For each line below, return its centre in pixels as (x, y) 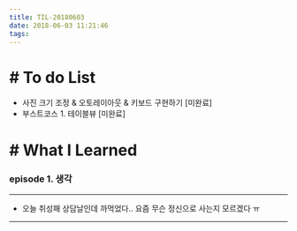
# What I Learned (73, 150)
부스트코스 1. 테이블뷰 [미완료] (74, 114)
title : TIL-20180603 (47, 17)
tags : (19, 34)
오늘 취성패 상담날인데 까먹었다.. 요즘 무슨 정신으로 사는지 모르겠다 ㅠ (141, 208)
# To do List (52, 77)
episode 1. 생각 (41, 179)
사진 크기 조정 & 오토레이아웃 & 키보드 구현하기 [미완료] (117, 103)
